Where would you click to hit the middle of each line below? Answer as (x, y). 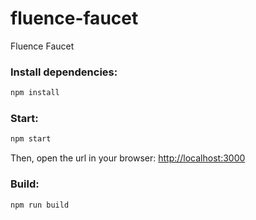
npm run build (40, 205)
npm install (35, 93)
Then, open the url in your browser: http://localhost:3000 (128, 158)
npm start (31, 139)
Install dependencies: (64, 72)
